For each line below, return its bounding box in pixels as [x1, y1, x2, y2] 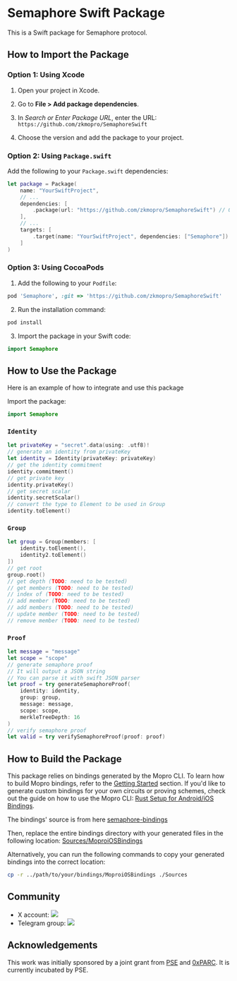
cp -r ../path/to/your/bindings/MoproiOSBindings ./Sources [7, 872, 188, 879]
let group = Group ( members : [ [7, 538, 97, 546]
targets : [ [20, 227, 52, 234]
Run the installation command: [17, 305, 106, 313]
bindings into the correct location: [7, 857, 106, 866]
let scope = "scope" [7, 654, 68, 661]
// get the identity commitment [7, 462, 102, 469]
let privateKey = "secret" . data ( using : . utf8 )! [7, 442, 150, 449]
